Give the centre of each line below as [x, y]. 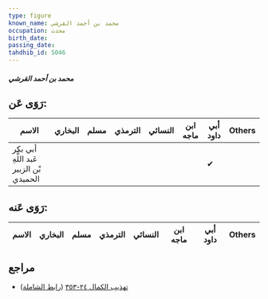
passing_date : [32, 45]
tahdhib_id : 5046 [37, 53]
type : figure [30, 16]
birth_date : [28, 38]
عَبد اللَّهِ [25, 159]
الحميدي [26, 179]
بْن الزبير [27, 169]
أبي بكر [25, 149]
